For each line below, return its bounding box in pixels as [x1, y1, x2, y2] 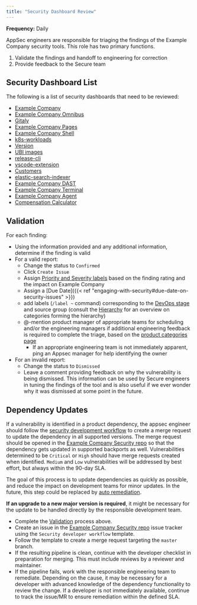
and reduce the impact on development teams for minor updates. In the [6, 483, 180, 490]
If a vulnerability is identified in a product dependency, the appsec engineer [6, 420, 190, 428]
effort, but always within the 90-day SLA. [6, 465, 106, 472]
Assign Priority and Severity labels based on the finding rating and [23, 274, 185, 282]
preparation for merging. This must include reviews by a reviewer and [14, 555, 185, 562]
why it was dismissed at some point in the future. [23, 388, 143, 395]
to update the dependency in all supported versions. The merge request [6, 433, 182, 441]
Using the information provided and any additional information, [14, 243, 167, 250]
